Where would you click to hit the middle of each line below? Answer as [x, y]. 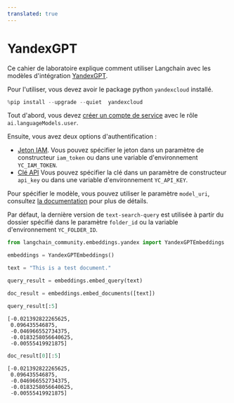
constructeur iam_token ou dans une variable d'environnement [108, 158]
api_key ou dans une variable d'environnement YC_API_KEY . [103, 180]
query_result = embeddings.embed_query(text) [75, 281]
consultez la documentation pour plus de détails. [78, 201]
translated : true [33, 14]
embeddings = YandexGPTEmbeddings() [61, 255]
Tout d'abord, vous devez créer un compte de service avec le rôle [103, 115]
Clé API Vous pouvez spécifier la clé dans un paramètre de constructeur [122, 172]
